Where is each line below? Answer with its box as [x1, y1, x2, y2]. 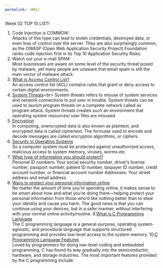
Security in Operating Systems [12, 138, 74, 144]
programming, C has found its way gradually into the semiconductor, [12, 247, 149, 253]
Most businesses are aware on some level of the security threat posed [12, 61, 153, 67]
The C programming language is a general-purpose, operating [12, 221, 137, 227]
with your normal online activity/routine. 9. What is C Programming [12, 211, 144, 216]
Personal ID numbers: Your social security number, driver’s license [12, 159, 145, 165]
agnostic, [12, 226, 31, 232]
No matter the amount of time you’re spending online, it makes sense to [12, 185, 155, 191]
